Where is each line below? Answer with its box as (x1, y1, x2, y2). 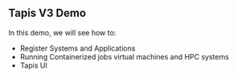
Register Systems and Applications (19, 43, 136, 53)
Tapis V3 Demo (8, 6, 87, 20)
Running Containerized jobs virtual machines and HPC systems (19, 51, 230, 61)
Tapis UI (19, 60, 48, 70)
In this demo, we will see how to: (8, 27, 116, 37)
